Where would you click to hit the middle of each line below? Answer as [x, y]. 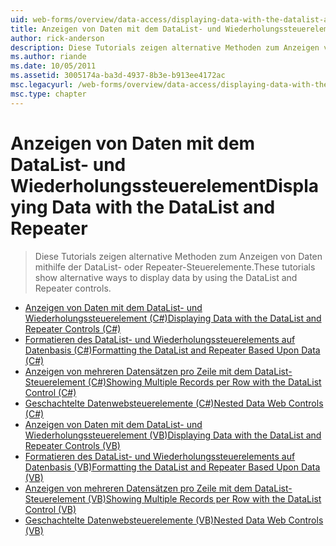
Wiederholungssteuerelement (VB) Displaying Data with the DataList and [173, 435]
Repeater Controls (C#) [73, 328]
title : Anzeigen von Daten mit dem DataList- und [116, 29]
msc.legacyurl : [42, 85]
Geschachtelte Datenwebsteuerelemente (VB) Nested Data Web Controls [174, 520]
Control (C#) [50, 392]
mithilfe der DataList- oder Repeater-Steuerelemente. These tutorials [175, 267]
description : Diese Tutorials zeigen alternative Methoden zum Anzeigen [165, 47]
